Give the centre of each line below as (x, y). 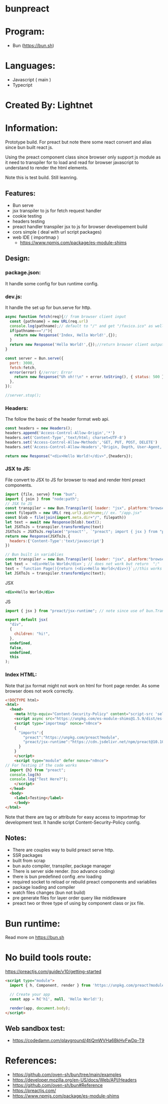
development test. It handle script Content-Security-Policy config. (73, 822)
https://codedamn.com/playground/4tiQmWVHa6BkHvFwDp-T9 (78, 1040)
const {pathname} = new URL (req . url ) (49, 321)
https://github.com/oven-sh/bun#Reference (57, 1085)
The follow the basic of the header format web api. (57, 419)
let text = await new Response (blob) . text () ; (53, 522)
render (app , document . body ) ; (40, 1008)
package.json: (23, 273)
